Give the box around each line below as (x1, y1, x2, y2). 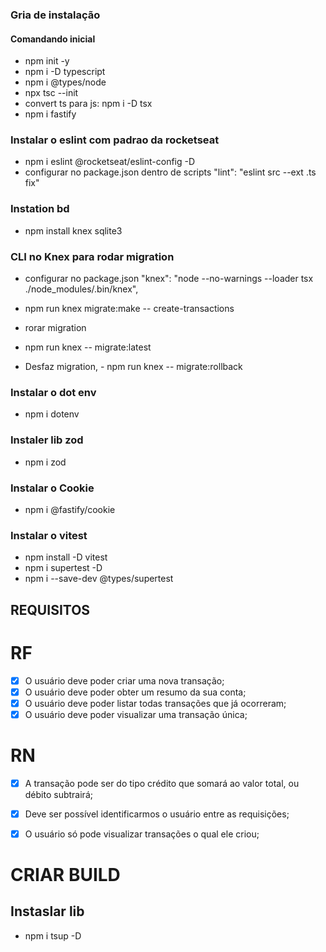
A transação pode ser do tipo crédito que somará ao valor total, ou (24, 777, 300, 789)
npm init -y (24, 55, 70, 67)
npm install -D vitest (24, 551, 108, 563)
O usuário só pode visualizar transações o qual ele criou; (24, 828, 260, 840)
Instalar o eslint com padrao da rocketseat (10, 133, 220, 147)
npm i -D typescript (24, 66, 106, 78)
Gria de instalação (10, 8, 101, 22)
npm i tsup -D (24, 929, 82, 942)
